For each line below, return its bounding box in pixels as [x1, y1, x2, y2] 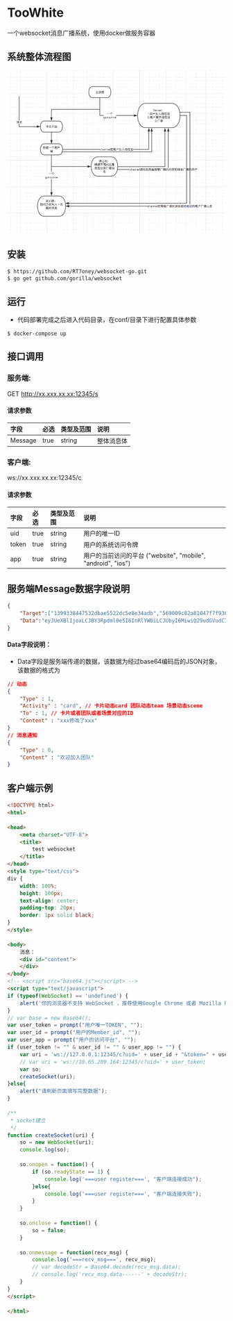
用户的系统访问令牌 [83, 540, 139, 548]
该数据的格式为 [17, 666, 60, 674]
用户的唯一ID [83, 530, 120, 538]
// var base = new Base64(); [7, 1015, 92, 1021]
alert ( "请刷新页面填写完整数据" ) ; [19, 1088, 108, 1095]
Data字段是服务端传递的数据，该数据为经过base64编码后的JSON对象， [17, 657, 221, 665]
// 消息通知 [7, 732, 38, 739]
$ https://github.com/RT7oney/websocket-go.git [7, 268, 148, 275]
